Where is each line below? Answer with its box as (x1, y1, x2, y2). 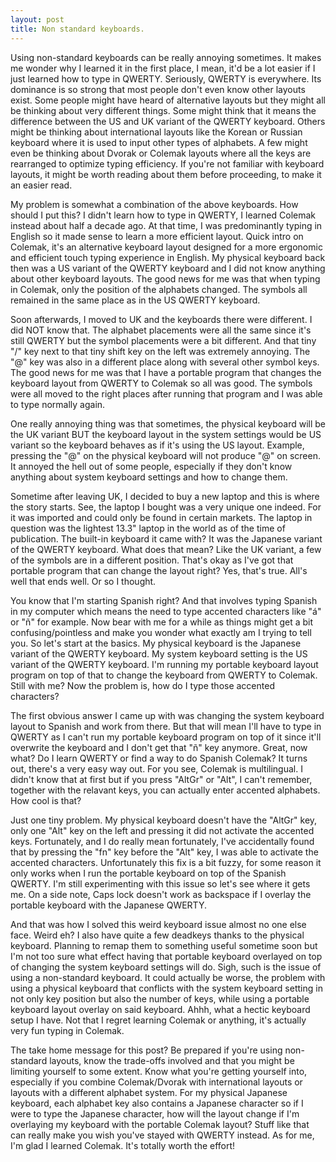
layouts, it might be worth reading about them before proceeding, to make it (10, 168, 322, 180)
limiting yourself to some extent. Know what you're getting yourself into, (10, 1065, 308, 1077)
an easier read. (10, 179, 73, 191)
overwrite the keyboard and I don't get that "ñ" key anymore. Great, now (10, 741, 308, 753)
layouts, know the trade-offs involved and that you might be (49, 1054, 295, 1066)
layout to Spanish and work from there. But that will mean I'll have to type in (10, 720, 322, 732)
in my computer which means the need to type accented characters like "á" (10, 605, 322, 617)
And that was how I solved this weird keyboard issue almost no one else (10, 918, 307, 930)
